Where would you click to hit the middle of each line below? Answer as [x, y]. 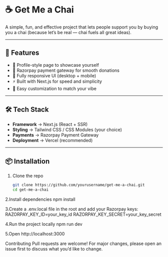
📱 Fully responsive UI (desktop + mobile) [54, 75]
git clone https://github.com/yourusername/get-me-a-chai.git [78, 185]
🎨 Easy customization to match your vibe [54, 88]
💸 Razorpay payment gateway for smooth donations [66, 70]
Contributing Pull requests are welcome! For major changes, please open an [83, 243]
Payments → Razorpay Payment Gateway [55, 135]
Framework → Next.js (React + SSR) [50, 124]
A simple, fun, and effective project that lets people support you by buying [82, 27]
